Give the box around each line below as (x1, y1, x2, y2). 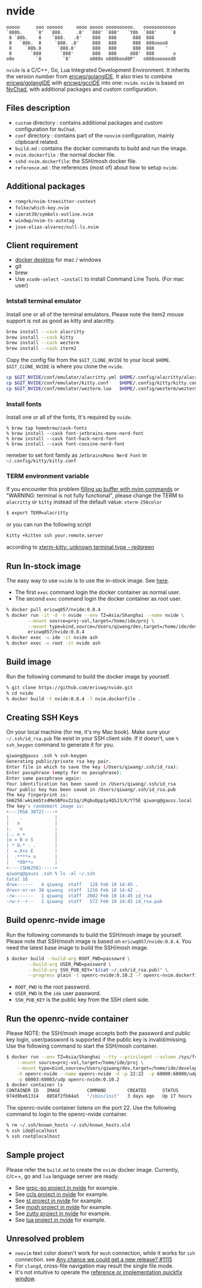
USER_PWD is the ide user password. (14, 990, 101, 997)
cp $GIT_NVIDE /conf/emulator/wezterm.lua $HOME (6, 386, 133, 392)
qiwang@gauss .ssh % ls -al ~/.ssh (6, 871, 96, 877)
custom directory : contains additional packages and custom (14, 119, 163, 126)
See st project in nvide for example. (14, 1197, 103, 1204)
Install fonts (6, 399, 42, 408)
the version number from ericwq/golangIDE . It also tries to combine (6, 72, 173, 80)
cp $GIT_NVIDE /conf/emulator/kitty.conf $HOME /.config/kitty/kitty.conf (6, 380, 200, 386)
